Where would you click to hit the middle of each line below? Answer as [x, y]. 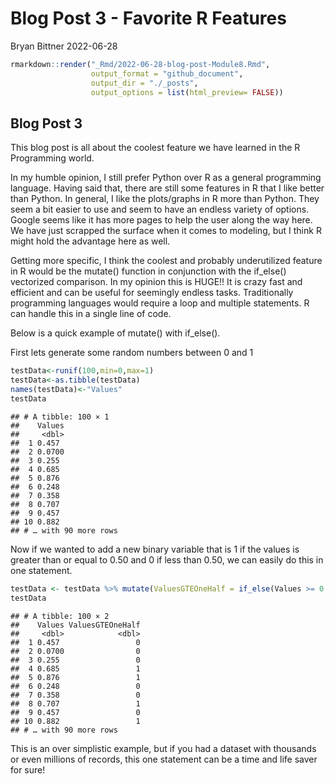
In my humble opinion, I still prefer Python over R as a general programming [166, 178]
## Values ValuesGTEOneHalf [75, 625]
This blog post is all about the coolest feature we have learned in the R [155, 148]
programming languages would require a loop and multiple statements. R [160, 303]
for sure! [28, 769]
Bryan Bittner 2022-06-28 [64, 46]
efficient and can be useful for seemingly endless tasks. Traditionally [152, 293]
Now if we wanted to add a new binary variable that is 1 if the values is [155, 549]
